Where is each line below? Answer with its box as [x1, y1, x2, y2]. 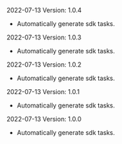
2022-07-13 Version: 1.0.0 [6, 115, 82, 123]
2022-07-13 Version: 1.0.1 [6, 88, 80, 96]
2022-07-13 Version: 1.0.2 [6, 60, 82, 69]
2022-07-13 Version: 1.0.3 [6, 33, 82, 41]
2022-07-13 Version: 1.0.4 [6, 6, 82, 14]
